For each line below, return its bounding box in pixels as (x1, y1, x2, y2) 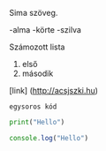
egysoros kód (9, 102, 57, 111)
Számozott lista (9, 42, 65, 52)
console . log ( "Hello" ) (9, 133, 89, 142)
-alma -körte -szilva (9, 25, 82, 34)
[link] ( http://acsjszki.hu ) (9, 86, 99, 95)
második (21, 68, 54, 79)
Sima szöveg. (9, 8, 58, 18)
